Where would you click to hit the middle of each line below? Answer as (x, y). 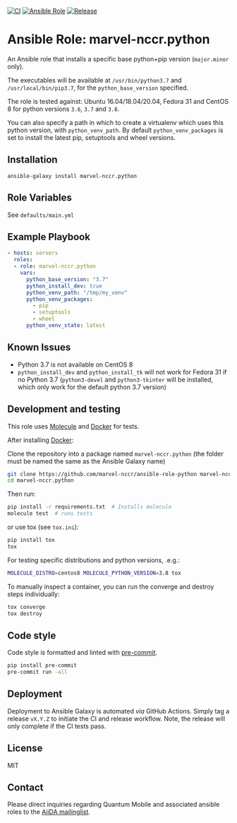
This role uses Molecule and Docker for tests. (73, 426)
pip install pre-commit (42, 665)
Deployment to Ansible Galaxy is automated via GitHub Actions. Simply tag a (119, 711)
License (25, 748)
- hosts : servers (33, 253)
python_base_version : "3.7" (67, 279)
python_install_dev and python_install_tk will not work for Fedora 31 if (122, 372)
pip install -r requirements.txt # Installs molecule (90, 507)
